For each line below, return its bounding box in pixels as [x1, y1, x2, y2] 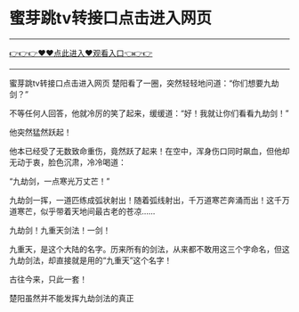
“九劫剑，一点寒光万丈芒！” [9, 176, 110, 186]
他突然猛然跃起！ [9, 127, 72, 137]
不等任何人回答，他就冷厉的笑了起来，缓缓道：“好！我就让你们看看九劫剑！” [9, 108, 289, 119]
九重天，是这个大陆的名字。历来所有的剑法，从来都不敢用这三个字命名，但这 [9, 243, 290, 254]
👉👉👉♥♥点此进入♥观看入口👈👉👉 [9, 47, 153, 58]
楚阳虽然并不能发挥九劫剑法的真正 [9, 292, 134, 303]
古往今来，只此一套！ [9, 274, 87, 284]
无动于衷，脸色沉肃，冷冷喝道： [9, 157, 126, 168]
